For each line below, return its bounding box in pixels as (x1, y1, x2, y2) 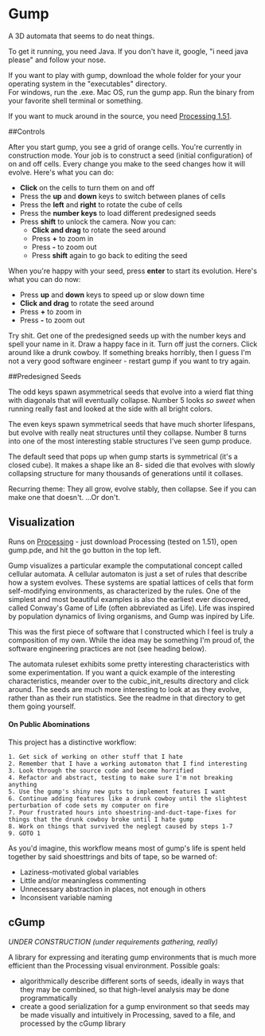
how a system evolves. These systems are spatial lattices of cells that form (8, 577, 254, 587)
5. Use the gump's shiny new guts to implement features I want (8, 788, 226, 796)
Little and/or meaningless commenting (19, 875, 146, 885)
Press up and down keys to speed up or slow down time (19, 290, 205, 299)
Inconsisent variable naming (19, 893, 113, 902)
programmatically (19, 993, 78, 1003)
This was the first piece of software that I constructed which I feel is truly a (8, 627, 254, 636)
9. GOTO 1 (8, 829, 41, 837)
